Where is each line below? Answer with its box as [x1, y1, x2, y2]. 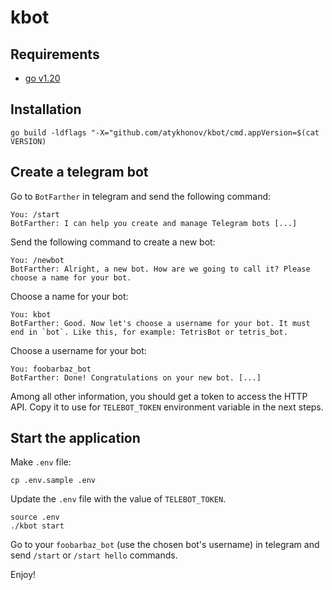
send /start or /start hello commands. [10, 549, 178, 561]
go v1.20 [24, 72, 61, 84]
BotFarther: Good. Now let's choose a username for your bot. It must [10, 318, 311, 328]
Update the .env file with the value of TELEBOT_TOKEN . [10, 493, 227, 505]
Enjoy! [10, 569, 37, 581]
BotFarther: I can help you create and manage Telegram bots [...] [10, 218, 298, 228]
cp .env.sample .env [10, 476, 97, 486]
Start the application [10, 430, 141, 447]
